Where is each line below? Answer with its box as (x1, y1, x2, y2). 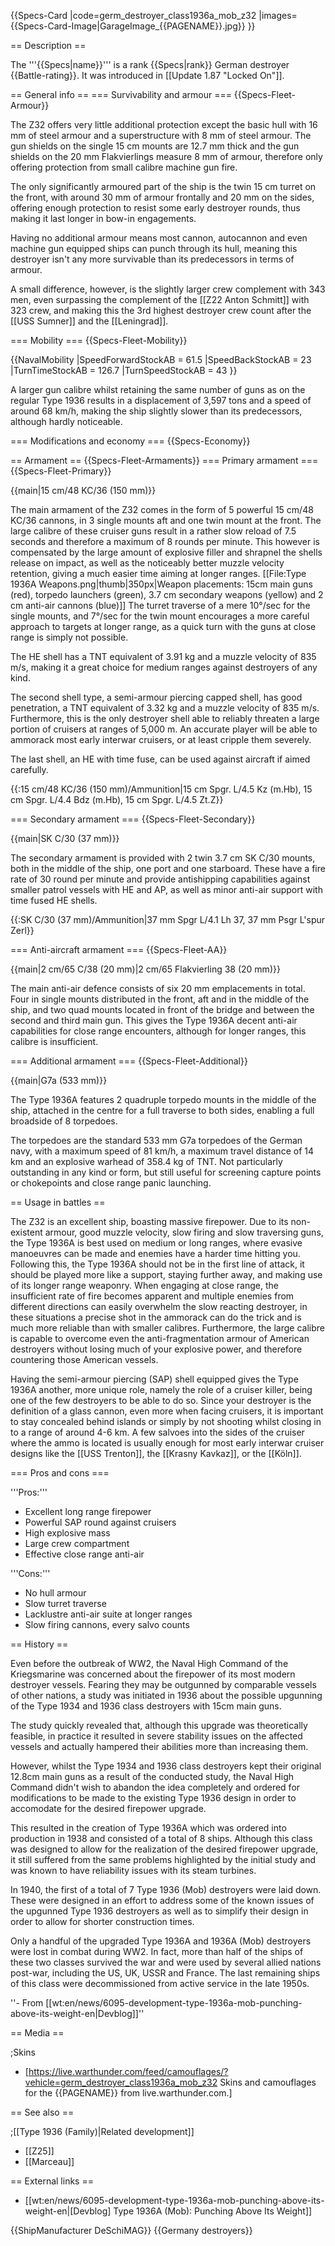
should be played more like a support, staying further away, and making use (10, 1269, 323, 1280)
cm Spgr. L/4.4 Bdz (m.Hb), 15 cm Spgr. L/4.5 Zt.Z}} (10, 794, 224, 805)
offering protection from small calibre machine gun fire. (10, 161, 238, 173)
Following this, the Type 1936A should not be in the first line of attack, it (10, 1258, 305, 1270)
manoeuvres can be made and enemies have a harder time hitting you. (10, 1248, 301, 1259)
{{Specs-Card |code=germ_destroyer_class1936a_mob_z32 (10, 10, 257, 21)
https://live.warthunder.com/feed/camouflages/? (28, 2066, 229, 2077)
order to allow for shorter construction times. (10, 1916, 195, 1927)
